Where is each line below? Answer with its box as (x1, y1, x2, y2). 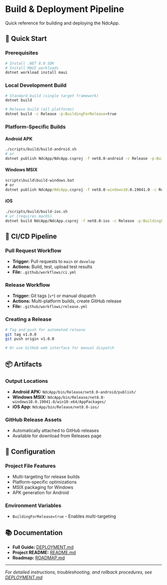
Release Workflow (5, 282, 51, 289)
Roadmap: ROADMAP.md (12, 555, 65, 561)
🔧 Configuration (5, 447, 56, 456)
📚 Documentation (5, 528, 63, 537)
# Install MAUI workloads (5, 65, 59, 70)
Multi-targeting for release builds (12, 473, 80, 480)
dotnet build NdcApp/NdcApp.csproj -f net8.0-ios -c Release (5, 218, 135, 223)
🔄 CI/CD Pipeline (5, 232, 57, 241)
